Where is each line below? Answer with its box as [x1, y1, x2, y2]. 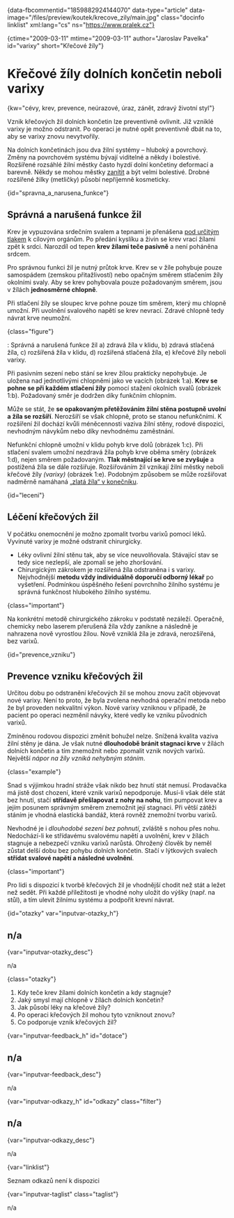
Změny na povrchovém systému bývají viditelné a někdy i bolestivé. [7, 153, 201, 161]
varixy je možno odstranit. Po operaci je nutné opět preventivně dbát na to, [7, 125, 222, 133]
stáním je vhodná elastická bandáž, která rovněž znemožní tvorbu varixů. [7, 811, 217, 819]
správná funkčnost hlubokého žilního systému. [17, 587, 151, 596]
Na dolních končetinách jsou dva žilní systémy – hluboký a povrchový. [7, 146, 208, 154]
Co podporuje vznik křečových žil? [17, 1018, 117, 1026]
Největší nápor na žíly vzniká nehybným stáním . [7, 754, 146, 762]
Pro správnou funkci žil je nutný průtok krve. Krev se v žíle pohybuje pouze [7, 263, 223, 271]
